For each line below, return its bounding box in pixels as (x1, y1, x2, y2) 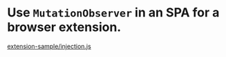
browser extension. (7, 19, 122, 35)
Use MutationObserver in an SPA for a (7, 5, 220, 21)
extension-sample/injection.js (7, 42, 91, 50)
